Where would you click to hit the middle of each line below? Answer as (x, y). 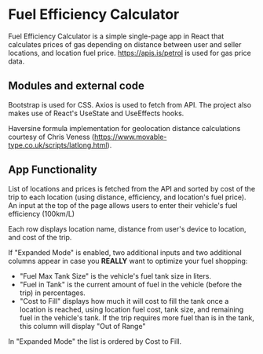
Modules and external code (77, 86)
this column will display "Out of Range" (82, 326)
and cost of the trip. (40, 237)
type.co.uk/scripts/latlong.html (58, 145)
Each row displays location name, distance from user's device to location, (127, 228)
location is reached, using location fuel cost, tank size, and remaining (131, 309)
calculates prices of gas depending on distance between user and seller (125, 44)
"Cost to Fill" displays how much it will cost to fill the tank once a (124, 301)
